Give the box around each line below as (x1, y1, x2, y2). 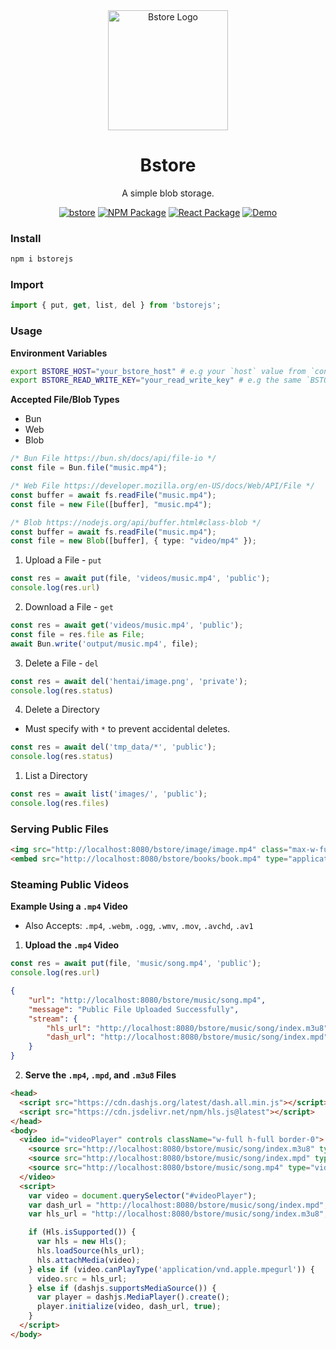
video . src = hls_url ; (36, 1274, 128, 1284)
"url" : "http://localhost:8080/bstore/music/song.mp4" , (28, 995, 267, 1005)
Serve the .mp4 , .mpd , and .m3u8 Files (24, 1069, 177, 1081)
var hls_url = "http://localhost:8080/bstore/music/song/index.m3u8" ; (28, 1209, 329, 1219)
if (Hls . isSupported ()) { (28, 1227, 137, 1238)
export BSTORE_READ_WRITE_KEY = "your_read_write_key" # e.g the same (10, 375, 302, 386)
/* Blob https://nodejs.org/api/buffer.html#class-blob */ (10, 517, 262, 528)
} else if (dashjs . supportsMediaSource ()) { (28, 1283, 217, 1293)
